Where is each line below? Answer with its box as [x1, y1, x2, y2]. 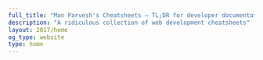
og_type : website [8, 33, 65, 41]
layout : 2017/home [8, 26, 68, 34]
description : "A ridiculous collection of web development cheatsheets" [8, 19, 250, 26]
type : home [8, 41, 44, 48]
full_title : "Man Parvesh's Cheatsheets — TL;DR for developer [8, 11, 219, 19]
